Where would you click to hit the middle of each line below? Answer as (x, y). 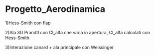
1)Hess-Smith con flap (28, 23)
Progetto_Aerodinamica (55, 9)
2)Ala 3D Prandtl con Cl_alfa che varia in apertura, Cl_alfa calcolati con (78, 32)
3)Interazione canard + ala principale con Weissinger (60, 47)
